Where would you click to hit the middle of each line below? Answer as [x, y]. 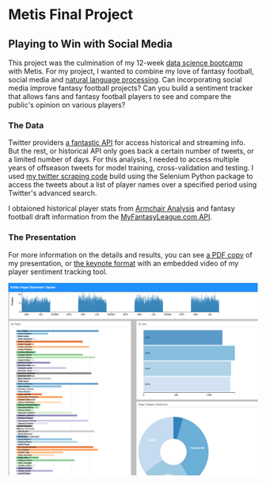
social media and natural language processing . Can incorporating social [125, 80]
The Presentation [42, 238]
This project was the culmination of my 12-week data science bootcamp [125, 63]
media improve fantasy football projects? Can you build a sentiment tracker [131, 88]
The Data [26, 125]
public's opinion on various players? [67, 105]
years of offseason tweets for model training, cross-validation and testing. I [131, 168]
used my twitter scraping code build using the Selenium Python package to [131, 177]
